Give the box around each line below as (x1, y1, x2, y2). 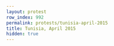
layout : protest (6, 8, 47, 15)
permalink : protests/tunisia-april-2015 (6, 20, 109, 26)
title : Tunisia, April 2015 (6, 25, 76, 32)
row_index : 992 (6, 14, 44, 20)
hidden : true (6, 31, 39, 37)
